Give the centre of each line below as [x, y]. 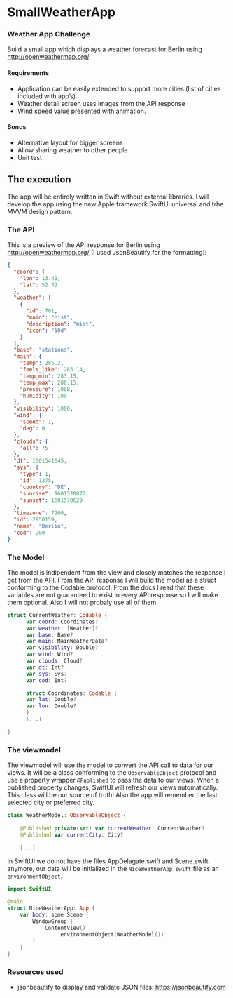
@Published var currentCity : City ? [72, 835]
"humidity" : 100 [44, 396]
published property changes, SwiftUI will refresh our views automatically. [113, 787]
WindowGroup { [53, 921]
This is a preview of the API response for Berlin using [84, 245]
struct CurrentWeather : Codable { [58, 615]
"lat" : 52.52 [39, 285]
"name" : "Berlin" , [41, 526]
